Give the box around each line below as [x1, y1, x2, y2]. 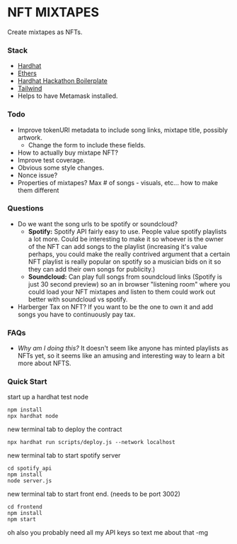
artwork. [17, 133, 42, 142]
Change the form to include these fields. [28, 140, 146, 149]
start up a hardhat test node [7, 393, 88, 401]
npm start [7, 516, 37, 523]
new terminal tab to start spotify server [7, 451, 121, 460]
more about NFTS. [17, 359, 72, 367]
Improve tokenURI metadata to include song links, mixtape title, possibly [17, 126, 229, 134]
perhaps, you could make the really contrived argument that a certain [28, 250, 231, 258]
